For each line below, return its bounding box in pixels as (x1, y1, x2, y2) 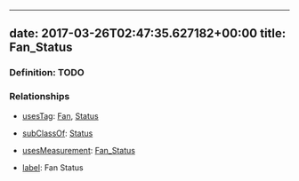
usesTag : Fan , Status (21, 110, 100, 121)
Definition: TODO (9, 67, 85, 79)
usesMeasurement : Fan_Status (21, 145, 136, 155)
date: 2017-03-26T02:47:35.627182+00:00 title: (9, 26, 287, 41)
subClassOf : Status (21, 128, 93, 138)
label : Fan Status (21, 161, 84, 173)
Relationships (9, 90, 70, 103)
